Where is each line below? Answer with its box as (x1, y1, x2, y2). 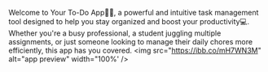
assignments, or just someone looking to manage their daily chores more (8, 37, 253, 46)
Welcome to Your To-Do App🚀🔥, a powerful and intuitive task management (8, 8, 259, 17)
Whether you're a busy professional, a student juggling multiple (8, 28, 222, 38)
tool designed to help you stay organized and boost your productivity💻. (8, 17, 250, 26)
